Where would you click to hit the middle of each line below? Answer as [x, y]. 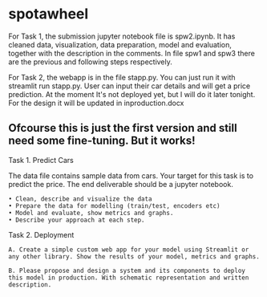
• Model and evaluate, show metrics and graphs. [91, 213]
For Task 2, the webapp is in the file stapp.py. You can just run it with [122, 77]
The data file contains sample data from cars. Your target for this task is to [131, 175]
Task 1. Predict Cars [41, 160]
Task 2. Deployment [41, 234]
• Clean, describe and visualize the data [80, 199]
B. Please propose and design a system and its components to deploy [127, 271]
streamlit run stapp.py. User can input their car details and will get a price [129, 86]
